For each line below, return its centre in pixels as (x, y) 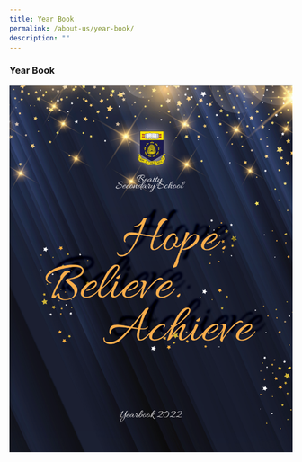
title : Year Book (42, 19)
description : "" (40, 38)
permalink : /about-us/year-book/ (72, 28)
